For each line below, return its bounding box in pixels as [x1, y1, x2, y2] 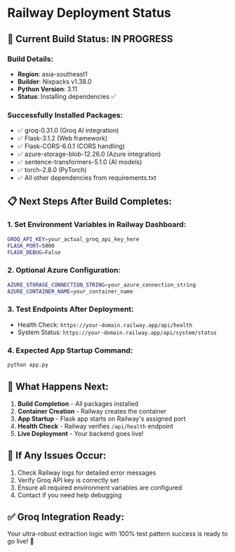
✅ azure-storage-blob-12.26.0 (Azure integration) [17, 150, 161, 159]
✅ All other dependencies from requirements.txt [17, 173, 156, 182]
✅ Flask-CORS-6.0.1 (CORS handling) [17, 142, 125, 150]
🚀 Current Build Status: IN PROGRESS [7, 33, 173, 45]
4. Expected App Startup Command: [7, 346, 133, 355]
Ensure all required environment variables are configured [17, 483, 182, 492]
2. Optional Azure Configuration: [7, 265, 121, 275]
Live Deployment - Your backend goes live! [17, 429, 144, 438]
